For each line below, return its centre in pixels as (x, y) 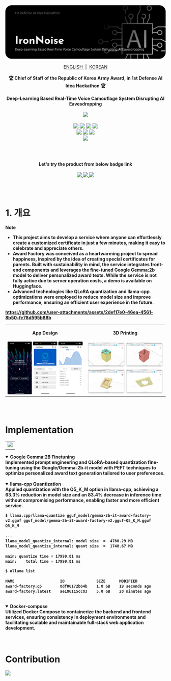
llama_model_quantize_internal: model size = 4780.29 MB (69, 541)
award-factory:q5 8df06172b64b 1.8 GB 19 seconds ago (78, 586)
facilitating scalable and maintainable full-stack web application (75, 622)
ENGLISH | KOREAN (85, 67)
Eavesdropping (85, 103)
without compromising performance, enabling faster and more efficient (82, 500)
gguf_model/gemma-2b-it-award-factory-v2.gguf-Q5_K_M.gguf (88, 520)
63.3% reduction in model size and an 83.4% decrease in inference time (83, 494)
